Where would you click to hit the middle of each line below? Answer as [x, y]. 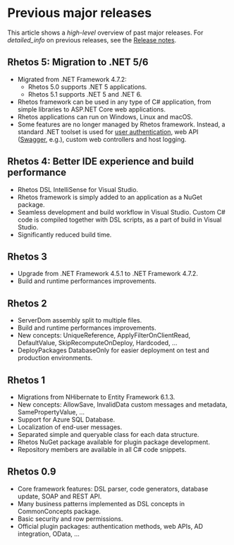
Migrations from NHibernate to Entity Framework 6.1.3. [96, 397]
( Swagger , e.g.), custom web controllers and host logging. [102, 139]
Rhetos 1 [26, 380]
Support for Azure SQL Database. [66, 419]
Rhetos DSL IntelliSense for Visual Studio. [78, 189]
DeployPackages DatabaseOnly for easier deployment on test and [113, 350]
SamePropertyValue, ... [51, 412]
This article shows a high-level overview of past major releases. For [105, 32]
